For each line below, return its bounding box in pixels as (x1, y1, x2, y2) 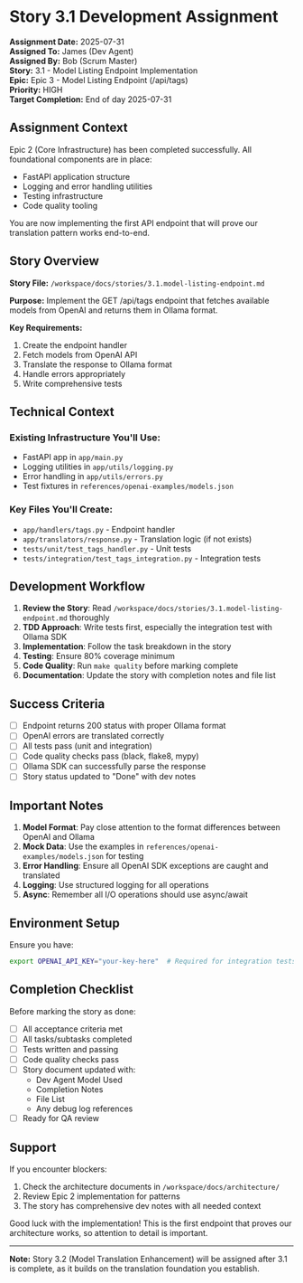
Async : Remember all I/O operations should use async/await (22, 889, 248, 901)
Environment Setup (9, 915, 120, 930)
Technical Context (9, 404, 115, 420)
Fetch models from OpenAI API (22, 349, 138, 360)
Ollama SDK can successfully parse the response (22, 761, 207, 772)
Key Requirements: (9, 322, 83, 333)
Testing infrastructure (22, 190, 104, 201)
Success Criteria (9, 696, 106, 712)
